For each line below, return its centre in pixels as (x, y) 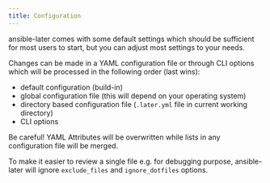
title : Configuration (45, 16)
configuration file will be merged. (63, 145)
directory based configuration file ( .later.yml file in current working (134, 104)
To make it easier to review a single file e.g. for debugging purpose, (121, 161)
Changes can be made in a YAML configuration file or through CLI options (131, 63)
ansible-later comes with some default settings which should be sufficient (131, 39)
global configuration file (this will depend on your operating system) (133, 96)
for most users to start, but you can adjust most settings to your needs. (127, 47)
